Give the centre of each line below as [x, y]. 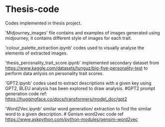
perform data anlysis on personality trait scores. [54, 73]
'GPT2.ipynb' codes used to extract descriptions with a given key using [78, 83]
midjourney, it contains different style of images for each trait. [69, 38]
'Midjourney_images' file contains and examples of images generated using [83, 32]
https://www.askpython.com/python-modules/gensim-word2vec [72, 119]
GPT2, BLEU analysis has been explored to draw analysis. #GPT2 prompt [80, 88]
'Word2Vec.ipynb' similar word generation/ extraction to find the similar [79, 108]
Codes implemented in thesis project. [44, 23]
